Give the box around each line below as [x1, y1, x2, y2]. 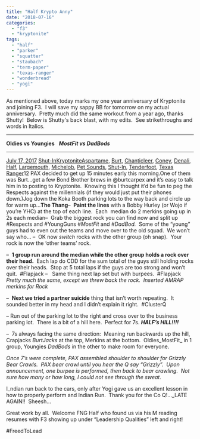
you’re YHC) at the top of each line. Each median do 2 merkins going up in [6, 208, 192, 215]
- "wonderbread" [11, 75, 52, 81]
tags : [6, 36, 20, 42]
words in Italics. [6, 123, 45, 130]
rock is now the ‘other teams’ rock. [6, 240, 91, 247]
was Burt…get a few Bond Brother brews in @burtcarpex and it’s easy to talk [6, 176, 193, 183]
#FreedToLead [6, 428, 42, 434]
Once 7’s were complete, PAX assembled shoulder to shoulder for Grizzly [6, 355, 186, 361]
